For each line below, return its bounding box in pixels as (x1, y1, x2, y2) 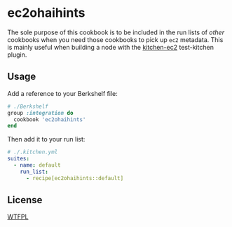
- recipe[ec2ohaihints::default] (25, 174, 124, 181)
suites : (7, 156, 30, 163)
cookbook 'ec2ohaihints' (13, 116, 86, 123)
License (7, 194, 43, 206)
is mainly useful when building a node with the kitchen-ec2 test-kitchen (7, 43, 214, 51)
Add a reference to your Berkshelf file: (7, 89, 118, 97)
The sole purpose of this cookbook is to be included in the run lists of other (7, 28, 225, 36)
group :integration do (7, 109, 74, 116)
